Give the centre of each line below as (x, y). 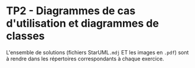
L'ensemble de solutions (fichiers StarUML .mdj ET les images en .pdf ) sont (97, 52)
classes (26, 36)
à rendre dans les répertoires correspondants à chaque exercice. (85, 59)
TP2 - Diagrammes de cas (71, 11)
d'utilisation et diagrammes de (83, 23)
